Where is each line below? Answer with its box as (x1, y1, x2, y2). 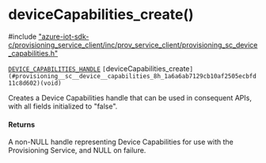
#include (8, 32, 37, 41)
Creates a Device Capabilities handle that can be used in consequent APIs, (8, 93, 252, 102)
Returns (8, 119, 36, 129)
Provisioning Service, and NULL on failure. (8, 146, 146, 155)
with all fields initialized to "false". (8, 101, 118, 111)
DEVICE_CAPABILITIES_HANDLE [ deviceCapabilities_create (8, 63, 190, 73)
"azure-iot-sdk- (38, 32, 89, 41)
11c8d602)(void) (8, 79, 62, 87)
